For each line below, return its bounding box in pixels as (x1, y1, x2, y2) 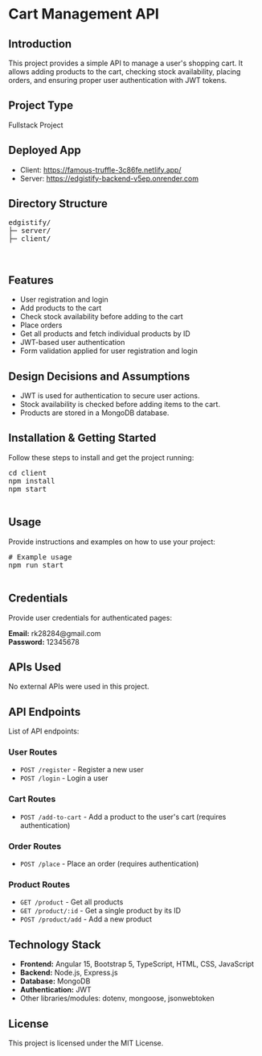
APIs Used (8, 660, 62, 674)
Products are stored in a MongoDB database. (19, 408, 170, 418)
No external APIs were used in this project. (8, 682, 150, 692)
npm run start (8, 560, 64, 569)
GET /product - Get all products (19, 897, 124, 907)
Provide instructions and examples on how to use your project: (8, 537, 215, 547)
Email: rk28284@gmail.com (8, 628, 101, 638)
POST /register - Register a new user (19, 765, 144, 775)
